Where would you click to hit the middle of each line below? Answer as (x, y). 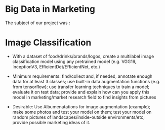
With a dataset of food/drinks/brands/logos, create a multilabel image (83, 56)
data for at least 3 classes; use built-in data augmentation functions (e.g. (86, 81)
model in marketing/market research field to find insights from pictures (84, 97)
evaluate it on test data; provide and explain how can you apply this (81, 92)
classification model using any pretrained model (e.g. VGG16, (74, 61)
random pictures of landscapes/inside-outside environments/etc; (78, 117)
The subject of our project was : (38, 23)
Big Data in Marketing (50, 9)
